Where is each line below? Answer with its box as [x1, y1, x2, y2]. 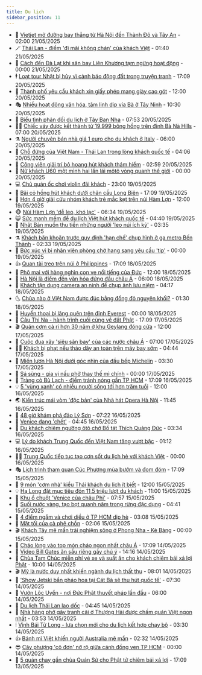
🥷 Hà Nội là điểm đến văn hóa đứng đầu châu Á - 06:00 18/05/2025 [14, 275, 183, 282]
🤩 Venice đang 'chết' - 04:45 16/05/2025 [14, 417, 118, 425]
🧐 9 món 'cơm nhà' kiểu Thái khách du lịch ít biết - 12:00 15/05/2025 [14, 481, 185, 488]
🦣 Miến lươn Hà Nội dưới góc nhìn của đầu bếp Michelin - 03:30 [14, 357, 174, 364]
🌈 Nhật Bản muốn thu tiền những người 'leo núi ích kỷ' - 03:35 [14, 221, 169, 228]
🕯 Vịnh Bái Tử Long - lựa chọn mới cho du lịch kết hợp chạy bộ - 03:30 [14, 621, 188, 628]
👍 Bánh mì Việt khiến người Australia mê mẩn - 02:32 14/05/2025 [14, 635, 179, 642]
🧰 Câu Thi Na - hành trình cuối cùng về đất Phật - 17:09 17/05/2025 [14, 316, 183, 323]
